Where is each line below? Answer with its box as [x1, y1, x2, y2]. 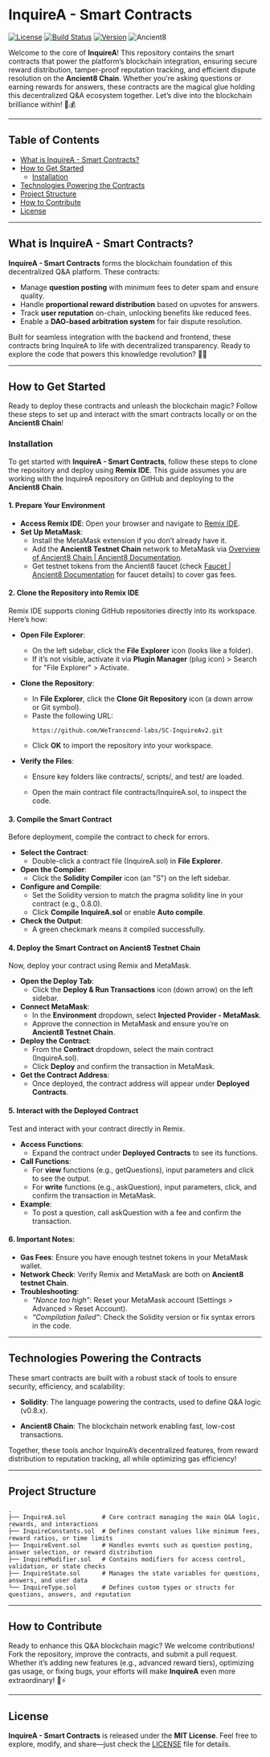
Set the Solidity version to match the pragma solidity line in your [31, 891, 243, 900]
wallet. [19, 1260, 43, 1271]
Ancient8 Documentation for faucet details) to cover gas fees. [31, 569, 237, 580]
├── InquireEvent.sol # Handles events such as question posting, [8, 1541, 253, 1549]
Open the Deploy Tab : [19, 977, 94, 986]
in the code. [31, 1321, 72, 1330]
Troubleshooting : [19, 1286, 80, 1296]
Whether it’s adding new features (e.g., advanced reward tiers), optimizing [8, 1658, 255, 1668]
